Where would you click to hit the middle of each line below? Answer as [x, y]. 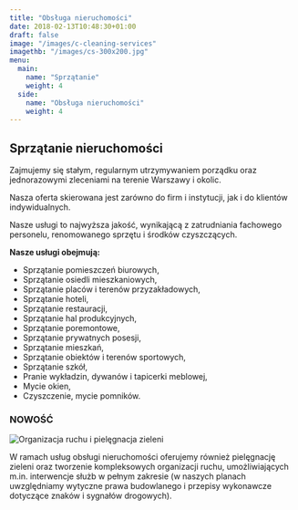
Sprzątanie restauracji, [65, 309]
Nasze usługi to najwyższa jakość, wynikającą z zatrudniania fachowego [146, 225]
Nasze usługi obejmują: [55, 253]
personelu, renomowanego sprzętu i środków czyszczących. [123, 234]
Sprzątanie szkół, [55, 367]
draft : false [34, 35]
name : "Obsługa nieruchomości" [85, 103]
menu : [20, 60]
